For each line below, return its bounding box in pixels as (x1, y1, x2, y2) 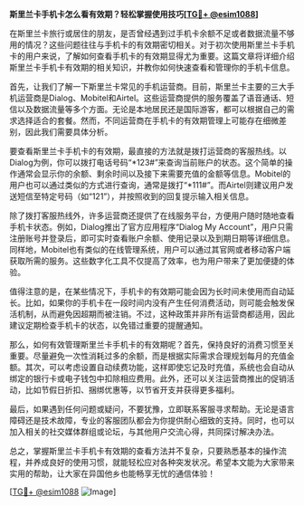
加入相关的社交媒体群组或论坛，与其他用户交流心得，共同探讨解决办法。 (9, 426, 279, 437)
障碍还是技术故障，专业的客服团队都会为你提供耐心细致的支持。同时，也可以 (9, 415, 295, 425)
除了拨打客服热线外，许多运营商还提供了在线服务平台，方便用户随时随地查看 (9, 210, 295, 221)
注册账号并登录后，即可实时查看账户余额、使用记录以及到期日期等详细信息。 (9, 233, 295, 243)
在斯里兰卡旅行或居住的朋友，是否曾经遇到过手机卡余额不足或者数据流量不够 (9, 28, 295, 39)
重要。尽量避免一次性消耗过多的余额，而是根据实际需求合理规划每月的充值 (9, 350, 287, 361)
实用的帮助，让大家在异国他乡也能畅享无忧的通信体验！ (9, 468, 215, 479)
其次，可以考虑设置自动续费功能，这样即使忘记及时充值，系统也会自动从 (24, 362, 295, 372)
